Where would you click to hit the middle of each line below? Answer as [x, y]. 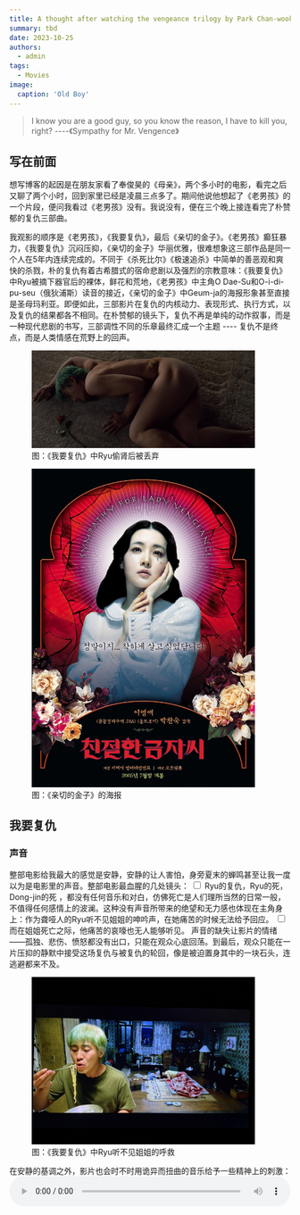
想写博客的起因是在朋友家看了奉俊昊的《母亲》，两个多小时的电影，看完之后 [148, 185]
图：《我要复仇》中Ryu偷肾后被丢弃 [96, 456]
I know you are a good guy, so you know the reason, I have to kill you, [159, 121]
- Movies [33, 76]
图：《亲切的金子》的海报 [77, 795]
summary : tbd [33, 28]
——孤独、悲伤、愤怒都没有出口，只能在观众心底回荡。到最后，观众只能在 [146, 941]
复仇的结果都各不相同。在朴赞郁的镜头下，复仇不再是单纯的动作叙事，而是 [154, 315]
